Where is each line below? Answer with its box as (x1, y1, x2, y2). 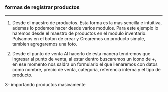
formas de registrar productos (5, 4, 80, 11)
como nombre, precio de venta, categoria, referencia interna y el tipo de (12, 67, 161, 73)
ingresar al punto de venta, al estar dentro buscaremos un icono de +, (12, 56, 156, 62)
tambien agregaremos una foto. (12, 41, 77, 47)
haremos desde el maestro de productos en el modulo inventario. (12, 30, 147, 36)
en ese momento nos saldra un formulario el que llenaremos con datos (12, 61, 158, 67)
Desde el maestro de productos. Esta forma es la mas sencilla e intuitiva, (12, 20, 162, 26)
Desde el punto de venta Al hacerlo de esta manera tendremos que (12, 51, 151, 57)
